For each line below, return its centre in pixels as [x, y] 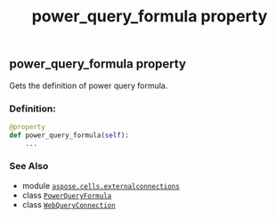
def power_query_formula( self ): [69, 135]
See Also [29, 166]
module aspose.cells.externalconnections [101, 185]
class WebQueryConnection [69, 204]
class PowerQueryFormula [67, 195]
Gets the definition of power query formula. [89, 85]
